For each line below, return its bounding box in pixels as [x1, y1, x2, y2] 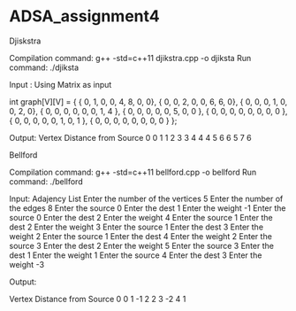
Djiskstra [9, 35, 42, 46]
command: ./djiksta [9, 62, 80, 73]
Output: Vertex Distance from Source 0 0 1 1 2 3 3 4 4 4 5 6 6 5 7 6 [9, 132, 252, 143]
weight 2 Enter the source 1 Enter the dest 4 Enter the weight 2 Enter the [9, 230, 272, 241]
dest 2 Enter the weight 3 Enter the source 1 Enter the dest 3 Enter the [9, 222, 263, 232]
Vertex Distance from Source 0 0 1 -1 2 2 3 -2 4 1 [9, 293, 186, 304]
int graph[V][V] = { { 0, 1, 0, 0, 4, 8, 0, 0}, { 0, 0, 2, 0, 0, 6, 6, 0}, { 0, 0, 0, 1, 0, [9, 96, 288, 107]
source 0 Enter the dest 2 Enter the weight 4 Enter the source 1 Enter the [9, 212, 273, 222]
